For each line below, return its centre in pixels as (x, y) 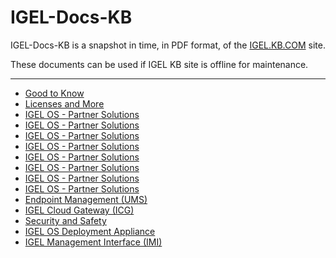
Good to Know (54, 93)
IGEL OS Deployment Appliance (90, 231)
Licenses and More (64, 103)
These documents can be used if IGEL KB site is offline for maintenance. (159, 64)
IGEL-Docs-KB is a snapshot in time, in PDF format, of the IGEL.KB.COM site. (168, 45)
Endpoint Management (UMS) (86, 199)
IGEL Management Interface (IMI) (93, 242)
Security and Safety (65, 220)
